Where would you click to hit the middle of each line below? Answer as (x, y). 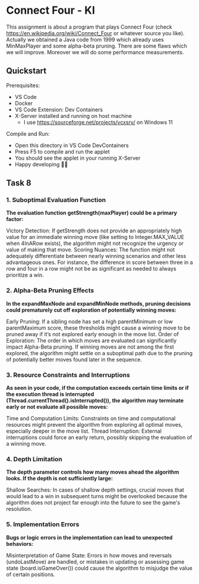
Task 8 (19, 183)
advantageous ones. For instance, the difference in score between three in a (99, 262)
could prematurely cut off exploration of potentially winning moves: (91, 310)
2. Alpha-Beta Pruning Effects (50, 291)
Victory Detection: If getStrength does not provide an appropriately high (94, 231)
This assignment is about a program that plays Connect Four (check (89, 27)
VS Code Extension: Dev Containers (59, 109)
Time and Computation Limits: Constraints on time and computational (91, 418)
